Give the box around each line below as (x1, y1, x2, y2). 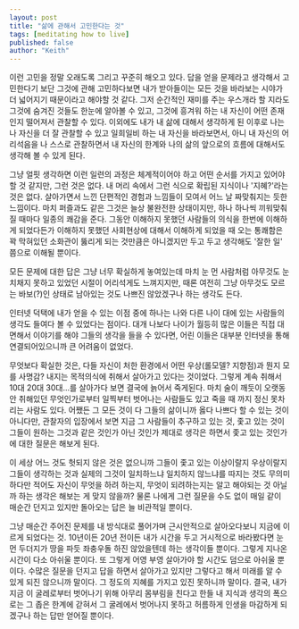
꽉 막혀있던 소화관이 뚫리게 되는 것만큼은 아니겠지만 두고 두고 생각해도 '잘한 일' (9, 236, 283, 247)
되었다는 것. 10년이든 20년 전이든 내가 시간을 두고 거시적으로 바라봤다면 (25, 533, 275, 543)
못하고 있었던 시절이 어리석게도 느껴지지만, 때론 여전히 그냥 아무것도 (32, 278, 270, 289)
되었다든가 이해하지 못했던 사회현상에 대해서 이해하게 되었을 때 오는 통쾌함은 (18, 225, 284, 236)
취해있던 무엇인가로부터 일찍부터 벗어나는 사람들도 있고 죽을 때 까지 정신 (18, 394, 270, 405)
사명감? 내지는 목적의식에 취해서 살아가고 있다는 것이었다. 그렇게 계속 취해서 (18, 372, 283, 382)
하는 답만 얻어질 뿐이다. (32, 610, 114, 621)
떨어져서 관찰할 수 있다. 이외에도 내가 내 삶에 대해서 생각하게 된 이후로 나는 (25, 117, 286, 128)
